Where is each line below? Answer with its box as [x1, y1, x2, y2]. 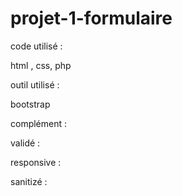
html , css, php [10, 59, 72, 71]
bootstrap [10, 98, 51, 110]
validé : [10, 137, 41, 149]
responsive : [10, 156, 62, 168]
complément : [10, 117, 68, 129]
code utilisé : [10, 40, 63, 52]
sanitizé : [10, 175, 48, 187]
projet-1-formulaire [10, 7, 173, 30]
